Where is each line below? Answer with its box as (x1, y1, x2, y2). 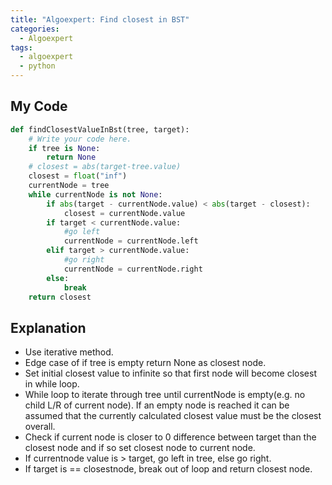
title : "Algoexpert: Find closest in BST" (10, 14, 190, 25)
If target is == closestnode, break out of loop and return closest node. (24, 463, 313, 475)
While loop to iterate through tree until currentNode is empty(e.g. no (24, 389, 306, 401)
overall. (24, 421, 56, 433)
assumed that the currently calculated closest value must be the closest (24, 410, 322, 422)
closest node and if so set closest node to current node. (24, 442, 256, 454)
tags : (10, 42, 33, 53)
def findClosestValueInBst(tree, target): (10, 124, 190, 135)
